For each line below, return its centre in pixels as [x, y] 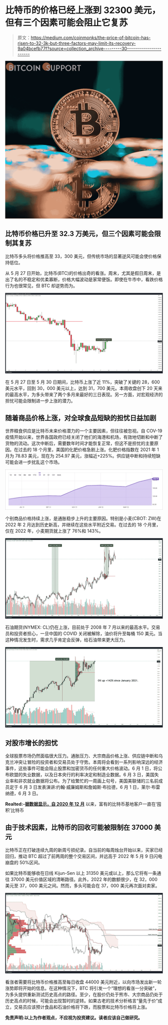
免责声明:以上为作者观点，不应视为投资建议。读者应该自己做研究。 [74, 1017]
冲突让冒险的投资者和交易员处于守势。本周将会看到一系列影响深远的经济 [88, 762]
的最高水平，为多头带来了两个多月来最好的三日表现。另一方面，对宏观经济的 [84, 394]
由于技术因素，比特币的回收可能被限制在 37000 [79, 828]
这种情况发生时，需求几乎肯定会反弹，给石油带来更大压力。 [66, 640]
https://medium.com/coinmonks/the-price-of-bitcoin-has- [91, 38]
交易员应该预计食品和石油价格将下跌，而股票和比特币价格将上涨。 [82, 1007]
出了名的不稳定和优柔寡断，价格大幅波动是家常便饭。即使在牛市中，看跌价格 [84, 279]
